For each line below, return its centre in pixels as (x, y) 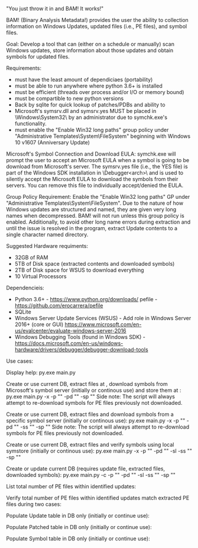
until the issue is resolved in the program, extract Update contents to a (92, 228)
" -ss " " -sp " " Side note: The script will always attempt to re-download (103, 427)
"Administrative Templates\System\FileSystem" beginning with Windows (103, 136)
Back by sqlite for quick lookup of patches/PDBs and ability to (90, 105)
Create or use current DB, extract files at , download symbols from (87, 384)
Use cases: (20, 361)
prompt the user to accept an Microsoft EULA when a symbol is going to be (98, 160)
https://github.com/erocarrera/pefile (59, 305)
